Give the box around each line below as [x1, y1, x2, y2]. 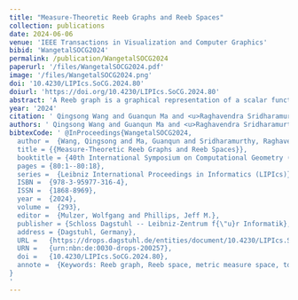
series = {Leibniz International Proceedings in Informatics [17, 170, 252, 178]
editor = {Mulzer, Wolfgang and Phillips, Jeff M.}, [17, 210, 220, 220]
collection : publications [9, 21, 105, 30]
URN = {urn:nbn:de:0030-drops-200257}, [17, 244, 173, 253]
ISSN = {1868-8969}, [17, 186, 98, 195]
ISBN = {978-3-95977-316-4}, [17, 178, 129, 187]
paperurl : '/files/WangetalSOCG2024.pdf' [9, 63, 165, 72]
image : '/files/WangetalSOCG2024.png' [9, 71, 153, 80]
